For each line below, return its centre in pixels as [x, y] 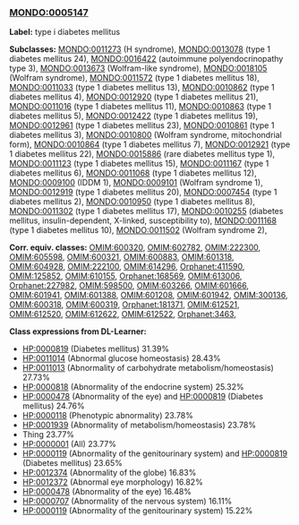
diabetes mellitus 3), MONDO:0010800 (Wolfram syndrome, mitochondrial [145, 135]
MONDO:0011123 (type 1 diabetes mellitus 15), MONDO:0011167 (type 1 [139, 164]
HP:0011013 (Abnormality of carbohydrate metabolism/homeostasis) [148, 368]
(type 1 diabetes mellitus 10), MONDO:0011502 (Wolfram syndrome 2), [138, 230]
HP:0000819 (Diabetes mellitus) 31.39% [96, 349]
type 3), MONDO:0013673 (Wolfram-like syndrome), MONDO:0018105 [138, 68]
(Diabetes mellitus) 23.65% [73, 463]
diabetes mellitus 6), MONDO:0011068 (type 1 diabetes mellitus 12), [133, 173]
